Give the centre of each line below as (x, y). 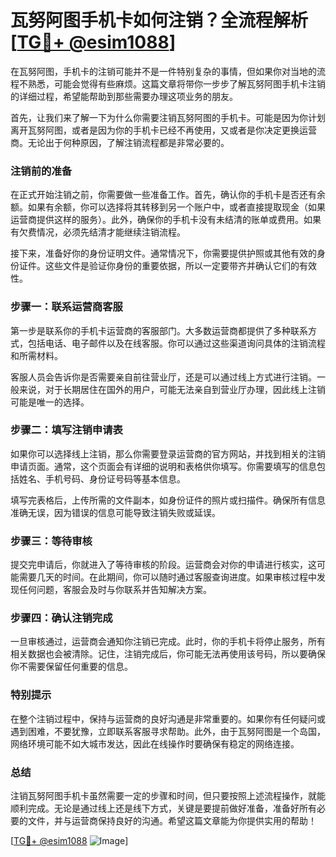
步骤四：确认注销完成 (61, 618)
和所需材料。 (36, 355)
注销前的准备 (41, 171)
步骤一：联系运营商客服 (66, 307)
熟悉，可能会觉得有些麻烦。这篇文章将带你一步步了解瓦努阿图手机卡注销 (176, 83)
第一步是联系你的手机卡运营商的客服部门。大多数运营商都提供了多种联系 (159, 330)
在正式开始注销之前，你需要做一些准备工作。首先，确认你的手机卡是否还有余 (168, 195)
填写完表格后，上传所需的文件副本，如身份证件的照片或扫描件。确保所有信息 (168, 500)
